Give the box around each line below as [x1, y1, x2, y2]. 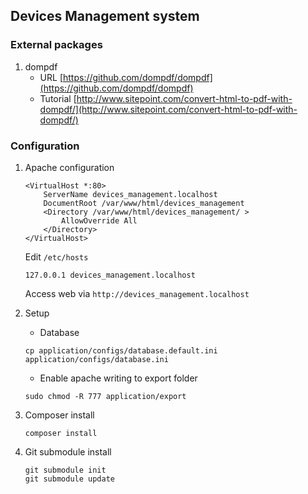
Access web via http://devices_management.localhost [24, 287, 250, 299]
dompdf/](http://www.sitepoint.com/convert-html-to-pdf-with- [39, 103, 298, 115]
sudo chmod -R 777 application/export [24, 391, 187, 401]
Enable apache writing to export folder [39, 372, 198, 384]
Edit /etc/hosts [24, 250, 89, 263]
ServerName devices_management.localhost [43, 189, 218, 199]
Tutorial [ [39, 92, 77, 104]
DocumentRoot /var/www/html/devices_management [43, 198, 245, 208]
